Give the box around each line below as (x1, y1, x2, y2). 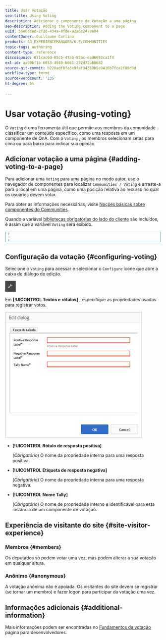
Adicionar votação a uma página (5, 155, 107, 163)
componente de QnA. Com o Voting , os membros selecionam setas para (5, 135, 155, 141)
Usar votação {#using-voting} (5, 108, 132, 119)
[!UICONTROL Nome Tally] (12, 492, 68, 498)
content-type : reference (5, 50, 56, 54)
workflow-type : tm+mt (5, 71, 50, 76)
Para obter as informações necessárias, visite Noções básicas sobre (5, 201, 145, 207)
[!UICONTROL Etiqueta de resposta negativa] (12, 467, 108, 473)
